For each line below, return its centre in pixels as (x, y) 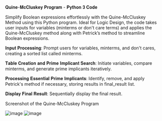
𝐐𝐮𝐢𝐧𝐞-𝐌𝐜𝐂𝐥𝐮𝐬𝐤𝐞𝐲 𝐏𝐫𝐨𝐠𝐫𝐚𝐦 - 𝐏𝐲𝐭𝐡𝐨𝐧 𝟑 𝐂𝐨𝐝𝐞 (51, 7)
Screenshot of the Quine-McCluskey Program (52, 104)
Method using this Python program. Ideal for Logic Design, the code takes (81, 22)
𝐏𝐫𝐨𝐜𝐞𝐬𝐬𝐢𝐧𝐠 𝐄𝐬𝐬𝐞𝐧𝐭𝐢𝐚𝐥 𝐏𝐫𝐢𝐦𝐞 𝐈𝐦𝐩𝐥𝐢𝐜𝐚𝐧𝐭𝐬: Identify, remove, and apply (75, 78)
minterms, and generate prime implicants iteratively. (59, 69)
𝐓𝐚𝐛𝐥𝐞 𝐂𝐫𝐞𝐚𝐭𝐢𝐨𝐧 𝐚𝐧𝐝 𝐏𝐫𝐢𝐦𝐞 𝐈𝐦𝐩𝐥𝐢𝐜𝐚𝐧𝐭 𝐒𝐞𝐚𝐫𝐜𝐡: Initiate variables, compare (79, 63)
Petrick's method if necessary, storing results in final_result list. (70, 84)
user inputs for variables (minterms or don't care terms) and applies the (79, 28)
